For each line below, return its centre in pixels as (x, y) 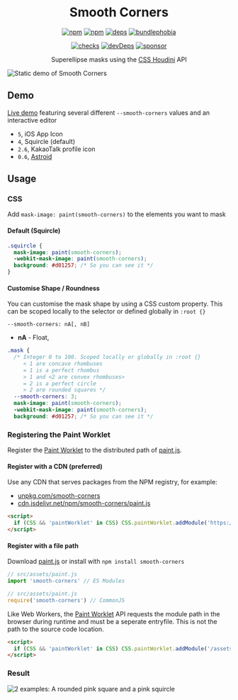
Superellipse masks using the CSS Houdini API (119, 59)
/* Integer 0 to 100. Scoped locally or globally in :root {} (107, 357)
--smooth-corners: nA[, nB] (49, 324)
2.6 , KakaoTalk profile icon (56, 149)
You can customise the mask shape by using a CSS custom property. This (115, 304)
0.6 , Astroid (35, 156)
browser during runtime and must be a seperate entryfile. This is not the (112, 621)
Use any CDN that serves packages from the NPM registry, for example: (112, 482)
